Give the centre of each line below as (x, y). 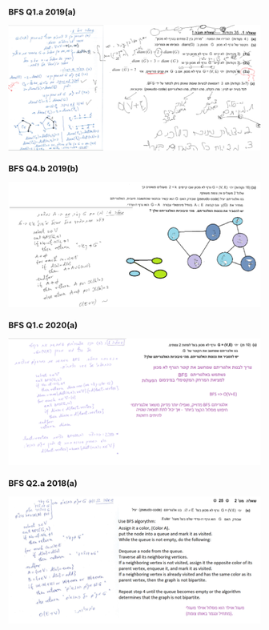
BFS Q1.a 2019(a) (42, 12)
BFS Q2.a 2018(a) (43, 483)
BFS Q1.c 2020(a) (43, 325)
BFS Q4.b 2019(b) (43, 168)
